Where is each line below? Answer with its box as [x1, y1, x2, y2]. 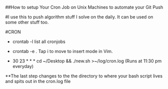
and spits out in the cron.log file [5, 78, 71, 84]
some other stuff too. [5, 19, 49, 25]
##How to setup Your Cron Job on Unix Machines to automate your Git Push [5, 4, 163, 10]
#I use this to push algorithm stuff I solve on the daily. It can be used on [5, 14, 153, 19]
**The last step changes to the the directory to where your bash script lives [5, 73, 162, 79]
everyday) [12, 63, 34, 69]
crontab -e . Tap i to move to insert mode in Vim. [12, 48, 113, 54]
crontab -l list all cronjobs [12, 38, 66, 44]
